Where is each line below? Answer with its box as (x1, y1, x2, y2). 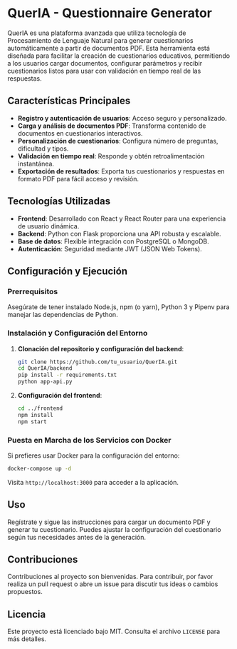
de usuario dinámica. (17, 221, 80, 230)
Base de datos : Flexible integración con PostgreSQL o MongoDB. (17, 237, 210, 246)
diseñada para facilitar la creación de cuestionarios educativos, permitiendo (7, 51, 230, 60)
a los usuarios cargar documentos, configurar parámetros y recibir (7, 59, 203, 67)
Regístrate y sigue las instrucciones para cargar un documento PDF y (7, 518, 211, 526)
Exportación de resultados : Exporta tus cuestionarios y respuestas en (17, 166, 226, 176)
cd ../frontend (17, 405, 63, 412)
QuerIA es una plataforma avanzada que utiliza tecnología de (7, 29, 186, 37)
